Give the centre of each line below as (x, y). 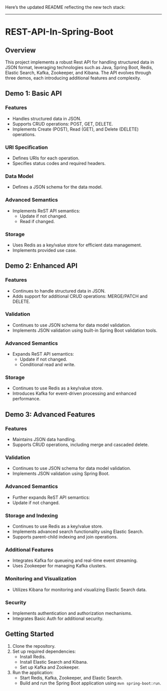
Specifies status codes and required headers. (59, 163)
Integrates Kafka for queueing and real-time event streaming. (75, 560)
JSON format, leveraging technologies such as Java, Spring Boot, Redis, (79, 67)
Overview (21, 50)
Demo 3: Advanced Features (50, 414)
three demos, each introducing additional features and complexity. (73, 78)
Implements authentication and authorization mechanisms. (72, 613)
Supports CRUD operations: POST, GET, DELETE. (63, 124)
